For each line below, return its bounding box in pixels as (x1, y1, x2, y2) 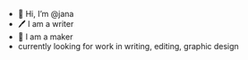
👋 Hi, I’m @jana (17, 9, 74, 19)
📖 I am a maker (17, 31, 73, 42)
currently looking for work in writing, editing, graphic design (17, 41, 239, 51)
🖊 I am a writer (17, 19, 74, 29)
